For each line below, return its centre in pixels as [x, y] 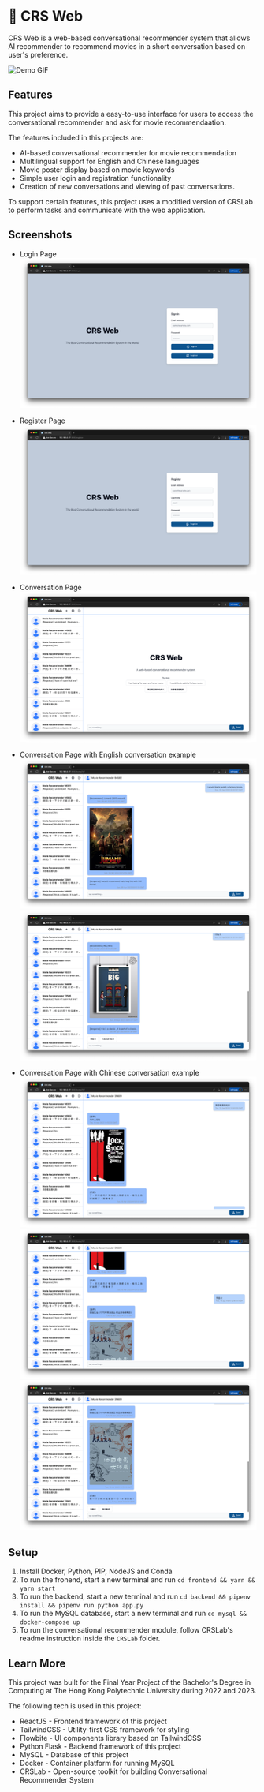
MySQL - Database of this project [74, 1754]
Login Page [38, 254]
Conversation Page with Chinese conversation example [109, 1073]
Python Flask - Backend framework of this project [100, 1746]
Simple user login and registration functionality [95, 178]
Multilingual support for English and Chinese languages [109, 161]
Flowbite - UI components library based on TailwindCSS [110, 1738]
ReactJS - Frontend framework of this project [93, 1721]
